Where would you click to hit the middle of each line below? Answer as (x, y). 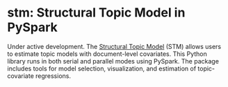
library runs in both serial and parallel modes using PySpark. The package (113, 61)
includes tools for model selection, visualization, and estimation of (102, 68)
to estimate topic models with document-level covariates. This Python (107, 54)
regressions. (53, 76)
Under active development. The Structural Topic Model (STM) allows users (114, 46)
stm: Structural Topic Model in (96, 13)
